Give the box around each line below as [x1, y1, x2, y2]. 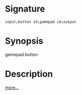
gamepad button [5, 51, 38, 57]
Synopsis [5, 35, 43, 47]
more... [5, 84, 19, 90]
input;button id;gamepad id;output [5, 19, 77, 24]
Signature [5, 3, 45, 15]
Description [5, 69, 53, 79]
